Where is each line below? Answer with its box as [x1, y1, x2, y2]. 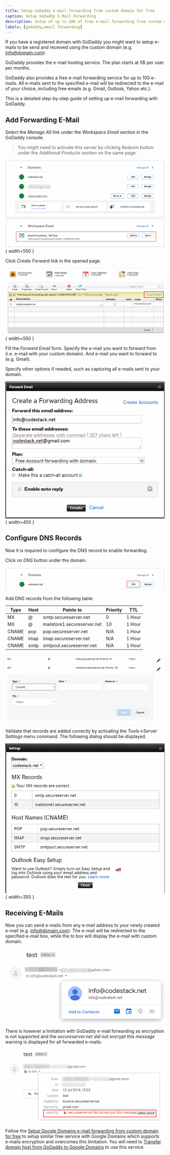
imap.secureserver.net [42, 635, 90, 641]
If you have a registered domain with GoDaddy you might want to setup [5, 39, 154, 45]
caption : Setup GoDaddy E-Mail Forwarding [5, 13, 96, 19]
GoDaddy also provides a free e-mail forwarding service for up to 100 [5, 75, 150, 81]
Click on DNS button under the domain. [5, 557, 87, 563]
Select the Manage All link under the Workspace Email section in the [5, 129, 148, 135]
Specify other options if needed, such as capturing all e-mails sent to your [5, 366, 160, 372]
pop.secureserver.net [42, 628, 88, 634]
